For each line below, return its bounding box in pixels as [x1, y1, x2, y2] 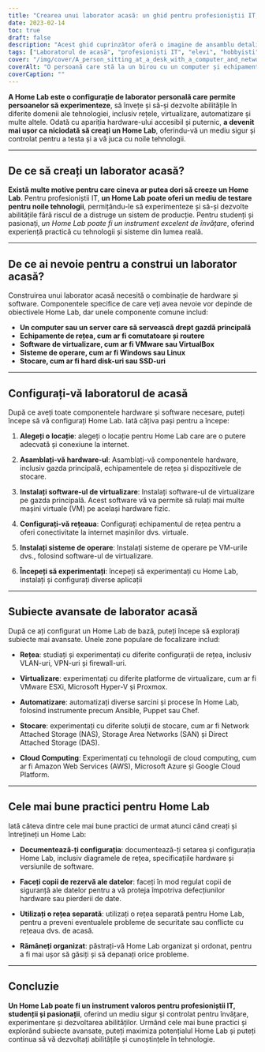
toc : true [8, 26, 41, 34]
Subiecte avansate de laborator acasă [8, 605, 198, 618]
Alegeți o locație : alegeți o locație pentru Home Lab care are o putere [19, 431, 246, 441]
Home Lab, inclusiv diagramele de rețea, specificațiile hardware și [19, 853, 234, 862]
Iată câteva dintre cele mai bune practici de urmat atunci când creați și [8, 821, 237, 830]
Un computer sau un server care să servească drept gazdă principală [19, 323, 252, 333]
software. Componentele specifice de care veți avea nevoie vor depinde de [8, 299, 252, 309]
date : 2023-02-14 [8, 19, 65, 27]
